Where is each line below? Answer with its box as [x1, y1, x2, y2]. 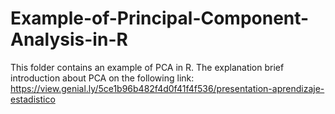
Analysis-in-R [10, 28, 128, 51]
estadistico [10, 93, 56, 105]
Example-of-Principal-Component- [10, 7, 310, 30]
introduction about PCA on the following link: [10, 72, 195, 84]
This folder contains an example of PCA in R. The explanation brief [10, 61, 285, 73]
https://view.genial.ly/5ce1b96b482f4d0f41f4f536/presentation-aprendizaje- [10, 82, 325, 94]
